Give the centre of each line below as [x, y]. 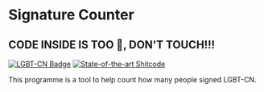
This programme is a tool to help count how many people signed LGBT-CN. [132, 79]
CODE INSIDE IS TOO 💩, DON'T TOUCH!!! [112, 45]
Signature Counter [71, 15]
